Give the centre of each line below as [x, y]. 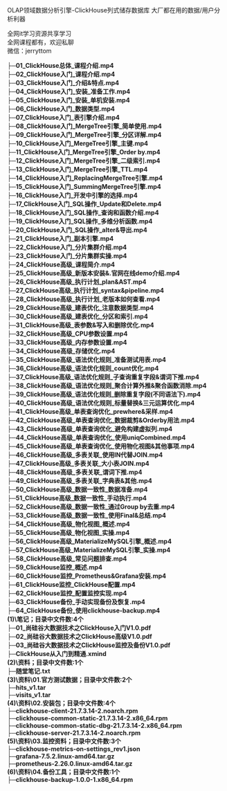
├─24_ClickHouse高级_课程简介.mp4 [61, 264]
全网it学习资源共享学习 [39, 34]
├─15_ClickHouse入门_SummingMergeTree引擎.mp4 [84, 187]
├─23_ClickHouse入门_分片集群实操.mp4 [67, 256]
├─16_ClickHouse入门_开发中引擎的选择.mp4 [73, 195]
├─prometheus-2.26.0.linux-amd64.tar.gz [70, 764]
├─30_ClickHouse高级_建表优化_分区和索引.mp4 [78, 316]
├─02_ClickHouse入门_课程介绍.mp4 [61, 74]
